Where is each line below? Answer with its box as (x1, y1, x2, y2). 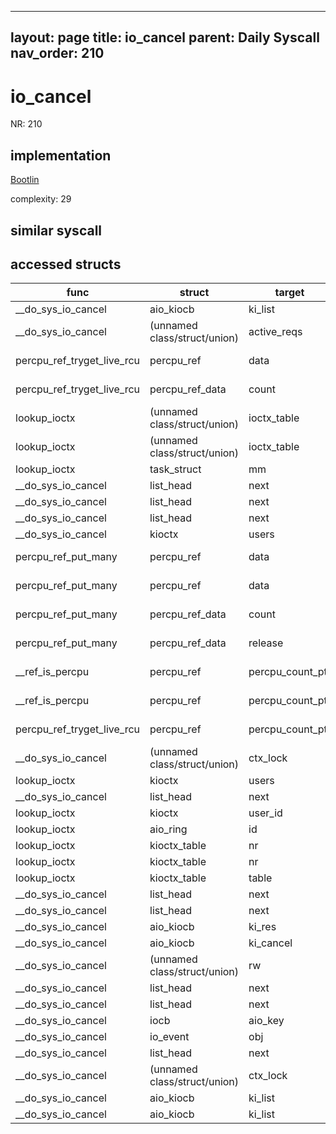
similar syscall (10, 222, 103, 239)
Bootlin (10, 174, 40, 186)
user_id (248, 806, 283, 820)
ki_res (248, 920, 277, 934)
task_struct (149, 462, 202, 476)
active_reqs (248, 325, 303, 339)
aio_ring (149, 822, 188, 836)
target (274, 286, 305, 300)
